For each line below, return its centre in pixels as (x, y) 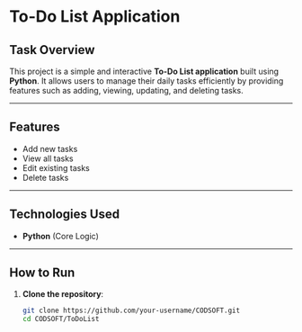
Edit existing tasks (56, 167)
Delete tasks (45, 177)
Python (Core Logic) (60, 236)
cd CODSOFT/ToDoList (61, 319)
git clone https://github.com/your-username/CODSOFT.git (131, 311)
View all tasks (48, 158)
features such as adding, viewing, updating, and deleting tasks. (127, 90)
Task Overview (52, 50)
